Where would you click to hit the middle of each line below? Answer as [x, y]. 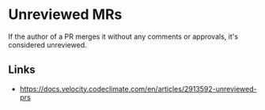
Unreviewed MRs [65, 15]
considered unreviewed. [47, 44]
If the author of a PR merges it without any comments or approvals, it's [123, 36]
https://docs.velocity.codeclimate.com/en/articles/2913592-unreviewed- [138, 89]
